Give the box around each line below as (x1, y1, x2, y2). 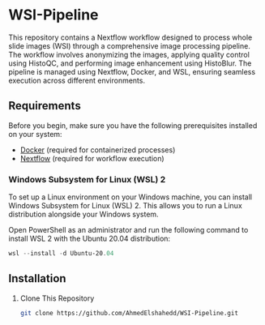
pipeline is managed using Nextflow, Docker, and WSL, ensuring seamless (8, 66, 256, 76)
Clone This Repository (19, 293, 95, 303)
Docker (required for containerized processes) (19, 144, 176, 155)
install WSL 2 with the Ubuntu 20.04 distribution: (8, 233, 171, 244)
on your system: (8, 129, 62, 139)
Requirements (8, 99, 81, 113)
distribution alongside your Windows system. (8, 209, 160, 220)
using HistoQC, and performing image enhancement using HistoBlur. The (8, 58, 252, 68)
